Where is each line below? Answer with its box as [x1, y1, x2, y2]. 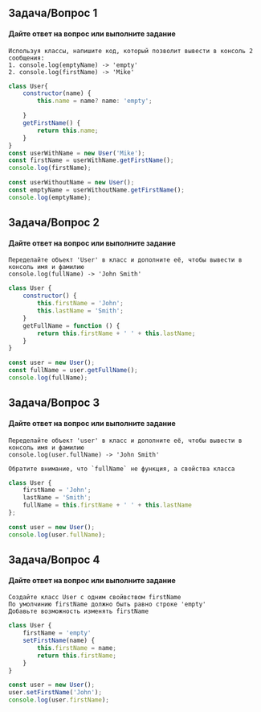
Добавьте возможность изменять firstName [8, 607, 149, 615]
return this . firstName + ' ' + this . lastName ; [37, 329, 196, 337]
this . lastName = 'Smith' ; [37, 307, 124, 315]
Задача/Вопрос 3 [8, 396, 100, 410]
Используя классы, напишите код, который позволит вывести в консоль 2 [8, 47, 253, 55]
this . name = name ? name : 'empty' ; [37, 97, 153, 106]
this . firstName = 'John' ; [37, 300, 124, 308]
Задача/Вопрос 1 [8, 6, 98, 20]
